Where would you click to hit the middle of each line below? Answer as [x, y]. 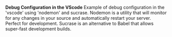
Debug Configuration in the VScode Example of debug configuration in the [85, 7]
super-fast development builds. [38, 29]
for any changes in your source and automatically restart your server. [78, 18]
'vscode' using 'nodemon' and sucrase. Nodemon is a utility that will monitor [86, 13]
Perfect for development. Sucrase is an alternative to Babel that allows [79, 23]
